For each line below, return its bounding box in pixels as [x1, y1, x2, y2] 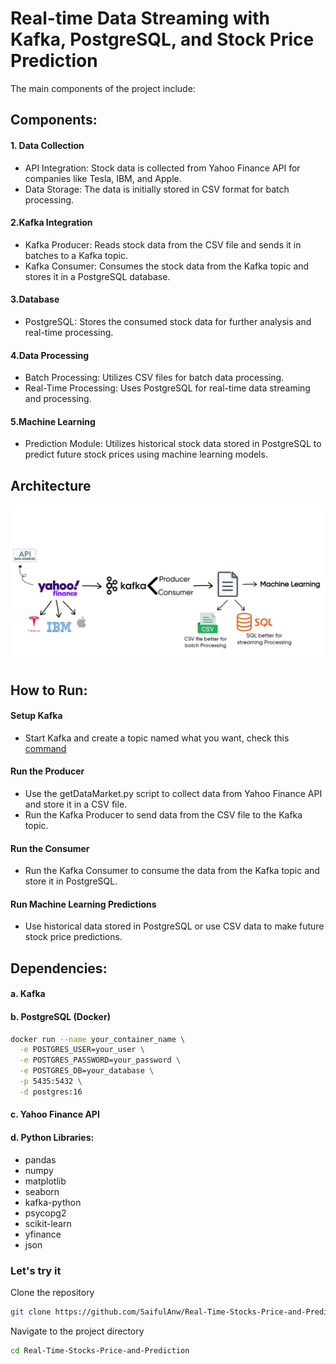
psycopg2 [24, 1207, 67, 1219]
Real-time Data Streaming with [10, 7, 270, 30]
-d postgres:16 [19, 1087, 83, 1097]
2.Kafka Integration [10, 217, 93, 229]
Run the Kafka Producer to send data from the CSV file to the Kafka [24, 808, 303, 821]
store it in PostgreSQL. [24, 875, 118, 887]
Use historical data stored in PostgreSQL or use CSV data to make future [24, 920, 325, 932]
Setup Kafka [10, 710, 63, 722]
